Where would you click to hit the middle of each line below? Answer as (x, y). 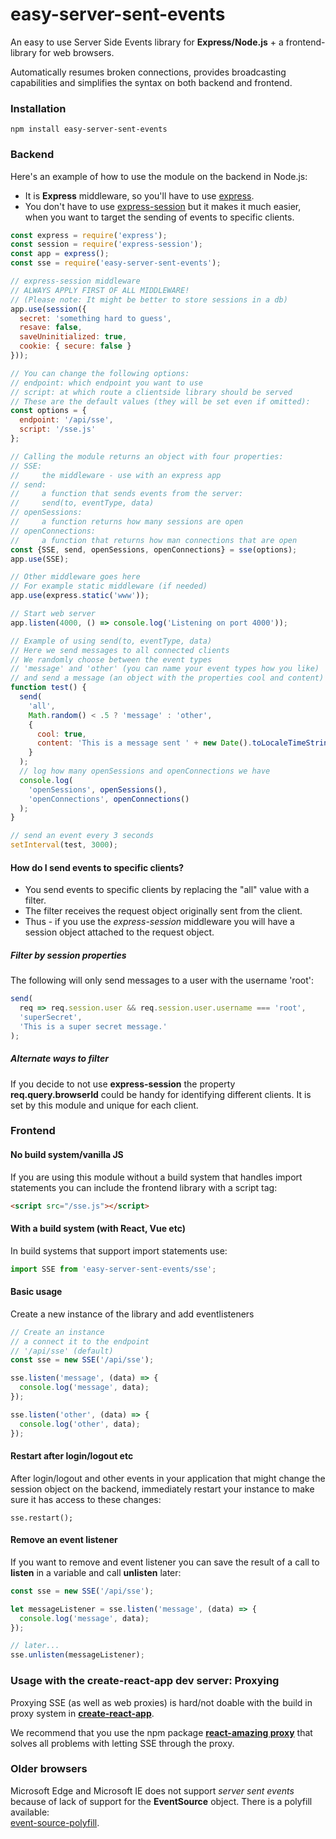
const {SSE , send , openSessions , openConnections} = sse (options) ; (154, 549)
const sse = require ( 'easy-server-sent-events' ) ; (116, 263)
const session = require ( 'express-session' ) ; (106, 244)
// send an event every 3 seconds (82, 836)
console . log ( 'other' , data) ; (80, 1424)
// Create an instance (57, 1332)
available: (30, 1812)
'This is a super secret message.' (93, 1026)
